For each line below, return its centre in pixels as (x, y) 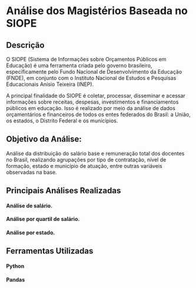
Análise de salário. (29, 206)
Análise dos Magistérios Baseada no (97, 11)
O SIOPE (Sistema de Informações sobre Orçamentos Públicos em (86, 59)
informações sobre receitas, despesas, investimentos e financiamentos (92, 102)
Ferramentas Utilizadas (50, 251)
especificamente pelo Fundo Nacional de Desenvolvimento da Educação (94, 72)
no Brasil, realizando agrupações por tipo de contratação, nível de (86, 160)
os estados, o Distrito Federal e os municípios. (62, 121)
